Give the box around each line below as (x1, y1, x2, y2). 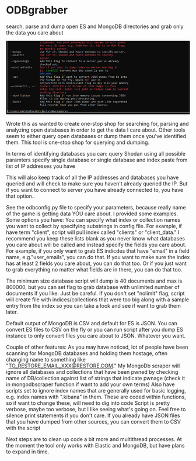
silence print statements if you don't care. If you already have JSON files (6, 412, 180, 419)
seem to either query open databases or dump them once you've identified (6, 133, 187, 139)
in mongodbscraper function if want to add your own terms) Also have (6, 381, 175, 388)
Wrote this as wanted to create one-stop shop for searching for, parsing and (6, 121, 189, 127)
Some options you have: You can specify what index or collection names (6, 216, 181, 223)
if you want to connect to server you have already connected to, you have (6, 187, 184, 193)
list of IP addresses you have (6, 163, 76, 170)
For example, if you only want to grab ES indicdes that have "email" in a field (6, 247, 190, 254)
